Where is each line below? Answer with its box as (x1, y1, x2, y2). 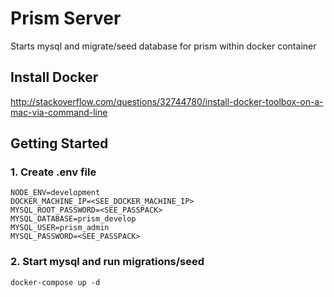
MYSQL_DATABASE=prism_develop (10, 214, 137, 224)
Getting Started (10, 135, 109, 152)
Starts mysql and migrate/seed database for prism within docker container (10, 40, 317, 52)
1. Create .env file (10, 165, 97, 179)
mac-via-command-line (10, 106, 108, 118)
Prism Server (10, 7, 122, 30)
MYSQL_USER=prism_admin (10, 223, 110, 233)
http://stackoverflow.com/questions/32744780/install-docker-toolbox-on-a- (10, 95, 324, 107)
